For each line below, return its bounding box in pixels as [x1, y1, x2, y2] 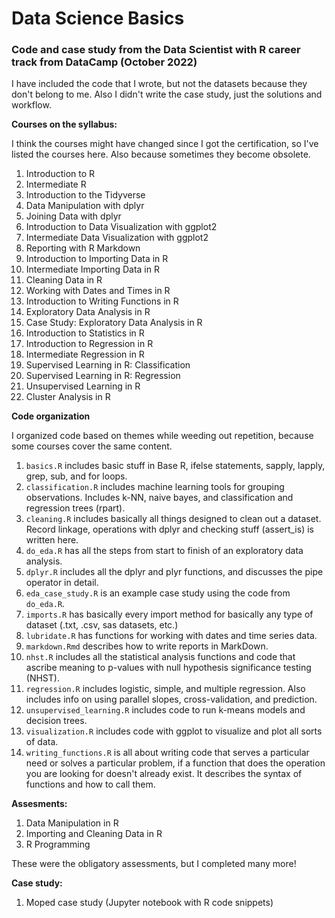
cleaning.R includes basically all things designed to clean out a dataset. [25, 513, 322, 525]
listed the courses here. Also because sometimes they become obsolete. [11, 148, 311, 161]
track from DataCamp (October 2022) [11, 55, 198, 69]
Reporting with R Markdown [25, 242, 141, 254]
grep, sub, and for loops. [25, 470, 128, 482]
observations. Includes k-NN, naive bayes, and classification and [25, 492, 294, 504]
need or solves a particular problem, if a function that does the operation [25, 757, 326, 769]
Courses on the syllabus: [11, 118, 118, 131]
